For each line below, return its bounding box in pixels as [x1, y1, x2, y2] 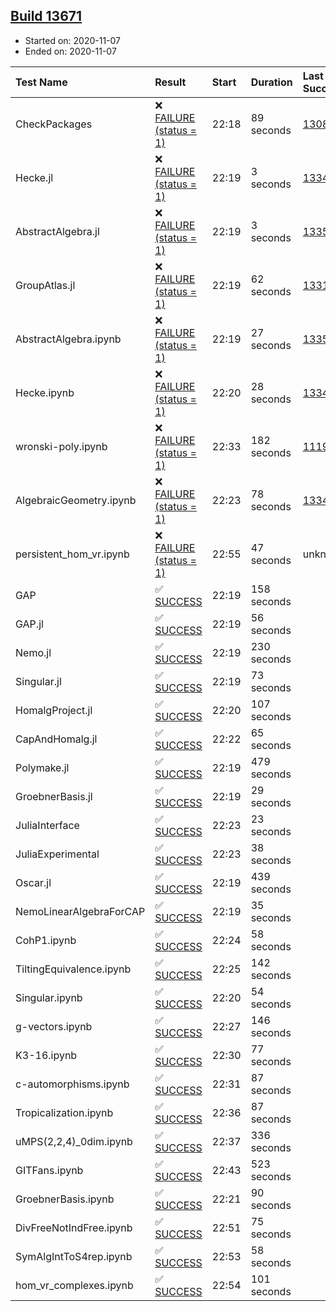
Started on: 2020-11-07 [24, 34, 122, 46]
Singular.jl [15, 674, 62, 688]
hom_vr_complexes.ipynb [15, 1278, 134, 1292]
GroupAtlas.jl [15, 278, 76, 292]
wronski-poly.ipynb [15, 439, 108, 453]
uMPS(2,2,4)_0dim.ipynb [15, 1134, 133, 1148]
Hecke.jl [15, 170, 54, 184]
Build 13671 [10, 8, 83, 25]
